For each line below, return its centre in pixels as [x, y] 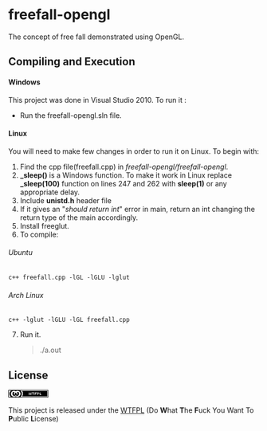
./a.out [50, 350]
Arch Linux [26, 295]
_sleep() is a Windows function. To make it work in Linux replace [126, 175]
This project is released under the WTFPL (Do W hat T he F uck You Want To [131, 410]
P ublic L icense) [33, 418]
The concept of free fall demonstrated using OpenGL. [96, 37]
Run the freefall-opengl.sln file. [71, 115]
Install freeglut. [44, 225]
